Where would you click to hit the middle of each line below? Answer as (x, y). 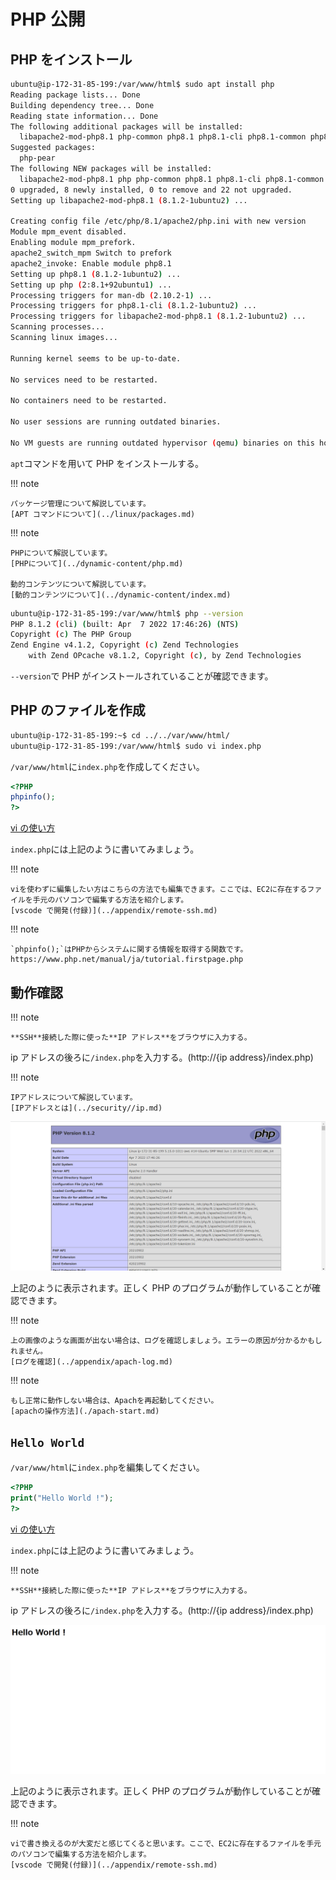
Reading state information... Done (84, 116)
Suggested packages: (53, 148)
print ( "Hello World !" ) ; (62, 1498)
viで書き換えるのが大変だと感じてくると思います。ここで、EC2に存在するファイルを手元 (166, 1843)
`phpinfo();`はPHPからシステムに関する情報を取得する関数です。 (129, 950)
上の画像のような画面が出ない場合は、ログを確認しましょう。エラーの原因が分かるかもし (166, 1341)
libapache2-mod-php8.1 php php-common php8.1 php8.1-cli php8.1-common (172, 179)
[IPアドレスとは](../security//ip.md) (86, 1108)
